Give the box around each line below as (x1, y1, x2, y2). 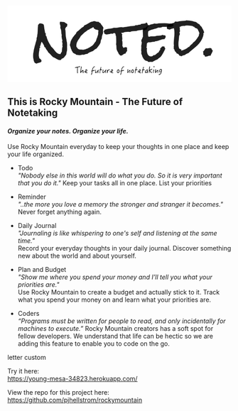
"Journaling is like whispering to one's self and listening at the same (17, 229, 217, 238)
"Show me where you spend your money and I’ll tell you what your (17, 273, 213, 282)
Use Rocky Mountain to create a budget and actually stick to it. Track (17, 288, 220, 297)
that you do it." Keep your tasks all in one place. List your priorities (17, 179, 212, 187)
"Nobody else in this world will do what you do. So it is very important (17, 171, 222, 180)
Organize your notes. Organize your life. (7, 126, 129, 135)
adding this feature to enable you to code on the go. (17, 339, 171, 348)
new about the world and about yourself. (17, 251, 137, 261)
